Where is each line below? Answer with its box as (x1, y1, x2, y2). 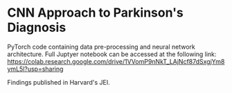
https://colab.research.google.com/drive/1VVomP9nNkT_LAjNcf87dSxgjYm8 (7, 57, 225, 65)
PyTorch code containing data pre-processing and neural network (7, 42, 196, 51)
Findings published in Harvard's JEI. (7, 78, 110, 86)
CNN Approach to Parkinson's (7, 5, 184, 21)
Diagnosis (7, 19, 66, 35)
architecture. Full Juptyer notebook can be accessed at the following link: (7, 50, 217, 58)
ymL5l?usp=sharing (7, 65, 64, 73)
